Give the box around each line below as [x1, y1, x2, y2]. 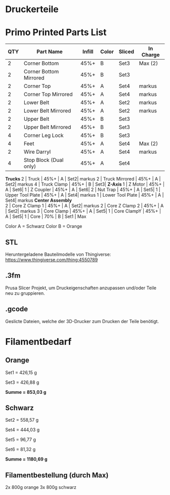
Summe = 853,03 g [5, 389, 47, 395]
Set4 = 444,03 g [5, 427, 40, 433]
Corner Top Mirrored [23, 91, 73, 98]
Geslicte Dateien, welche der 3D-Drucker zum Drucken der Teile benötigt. [5, 318, 159, 324]
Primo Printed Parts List [5, 27, 107, 38]
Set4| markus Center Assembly [5, 197, 72, 203]
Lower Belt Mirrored [23, 107, 71, 114]
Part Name [36, 48, 63, 55]
